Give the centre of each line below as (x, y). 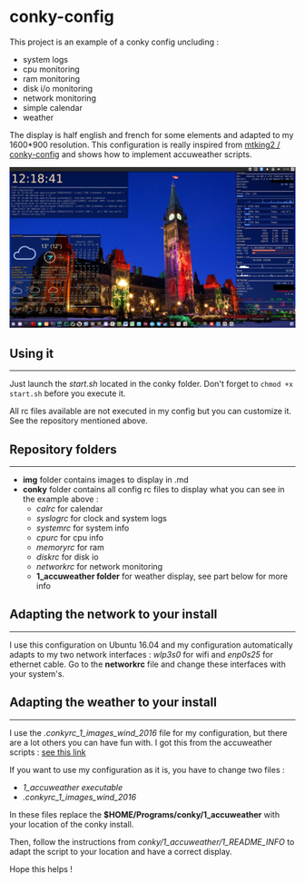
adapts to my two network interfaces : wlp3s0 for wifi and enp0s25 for (142, 654)
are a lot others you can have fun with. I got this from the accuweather (141, 742)
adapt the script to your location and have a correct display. (121, 851)
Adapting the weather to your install (113, 703)
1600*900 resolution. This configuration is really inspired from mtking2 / (145, 144)
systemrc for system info (83, 528)
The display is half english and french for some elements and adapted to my (152, 134)
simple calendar (53, 107)
